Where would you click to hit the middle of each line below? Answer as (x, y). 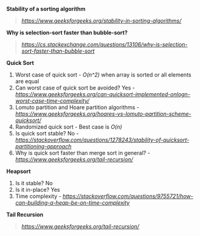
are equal (27, 81)
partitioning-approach (43, 146)
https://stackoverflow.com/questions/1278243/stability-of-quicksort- (102, 140)
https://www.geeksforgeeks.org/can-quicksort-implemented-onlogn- (103, 94)
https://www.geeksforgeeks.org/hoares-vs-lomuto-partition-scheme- (103, 114)
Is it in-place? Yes (37, 190)
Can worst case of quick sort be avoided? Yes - (75, 88)
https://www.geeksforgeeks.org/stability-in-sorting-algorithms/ (101, 21)
